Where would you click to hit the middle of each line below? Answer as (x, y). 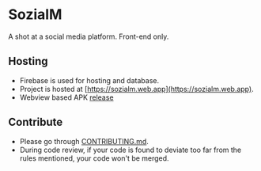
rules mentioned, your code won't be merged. (94, 158)
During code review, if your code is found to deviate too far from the (130, 150)
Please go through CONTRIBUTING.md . (84, 141)
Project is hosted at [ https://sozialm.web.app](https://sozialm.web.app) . (137, 89)
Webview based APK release (66, 97)
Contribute (36, 122)
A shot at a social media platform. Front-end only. (89, 36)
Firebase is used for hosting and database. (89, 80)
